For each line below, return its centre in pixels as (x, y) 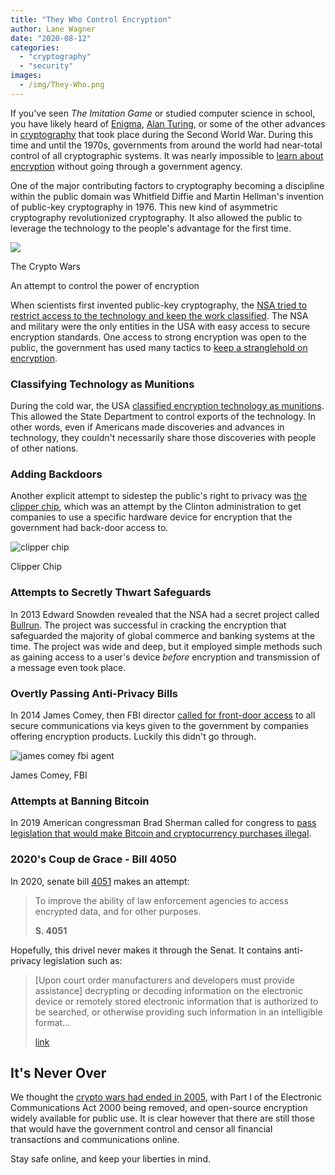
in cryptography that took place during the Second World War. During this (162, 134)
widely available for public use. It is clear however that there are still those (162, 1118)
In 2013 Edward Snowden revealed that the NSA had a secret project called (165, 614)
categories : (35, 47)
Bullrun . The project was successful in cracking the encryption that (148, 625)
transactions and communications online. (95, 1140)
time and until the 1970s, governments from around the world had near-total (166, 145)
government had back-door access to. (89, 528)
